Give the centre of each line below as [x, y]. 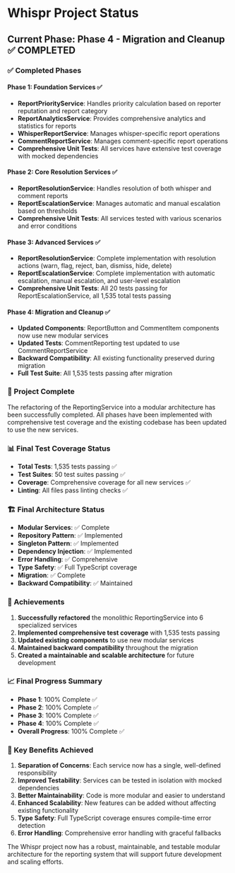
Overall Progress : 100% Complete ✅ [71, 731]
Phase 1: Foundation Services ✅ [55, 87]
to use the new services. [43, 429]
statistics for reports [47, 126]
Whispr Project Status [73, 13]
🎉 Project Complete [41, 392]
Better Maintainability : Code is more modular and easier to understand [121, 796]
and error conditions [47, 226]
